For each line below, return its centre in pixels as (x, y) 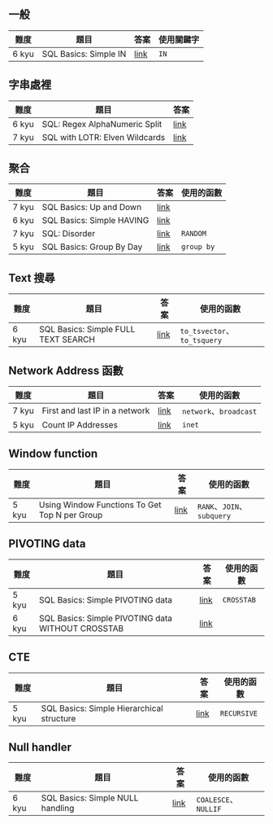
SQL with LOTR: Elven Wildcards (104, 137)
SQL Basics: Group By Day (92, 247)
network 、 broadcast (220, 411)
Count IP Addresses (80, 425)
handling (58, 809)
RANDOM (194, 234)
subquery (214, 516)
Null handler (40, 747)
